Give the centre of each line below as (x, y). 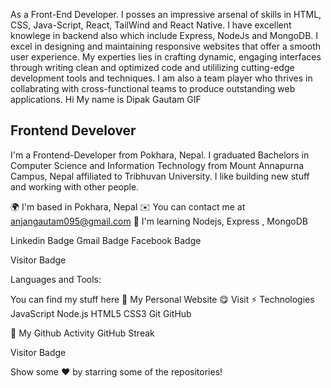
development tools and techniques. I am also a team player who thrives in (161, 78)
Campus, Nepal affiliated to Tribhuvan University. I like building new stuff (160, 176)
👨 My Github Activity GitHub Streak (82, 333)
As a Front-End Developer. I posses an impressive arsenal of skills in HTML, (166, 14)
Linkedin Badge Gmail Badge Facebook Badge (106, 240)
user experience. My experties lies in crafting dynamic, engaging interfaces (166, 57)
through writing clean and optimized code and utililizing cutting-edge (152, 67)
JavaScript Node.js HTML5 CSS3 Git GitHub (101, 313)
